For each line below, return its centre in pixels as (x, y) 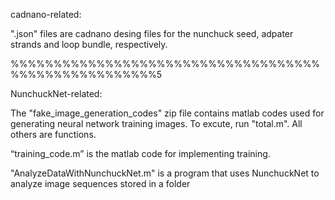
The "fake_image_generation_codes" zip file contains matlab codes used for (167, 113)
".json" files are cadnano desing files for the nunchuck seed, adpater (152, 33)
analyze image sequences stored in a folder (100, 183)
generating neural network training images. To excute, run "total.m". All (156, 123)
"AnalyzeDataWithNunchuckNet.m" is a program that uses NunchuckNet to (165, 173)
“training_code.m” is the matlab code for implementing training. (140, 153)
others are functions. (53, 134)
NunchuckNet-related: (56, 93)
